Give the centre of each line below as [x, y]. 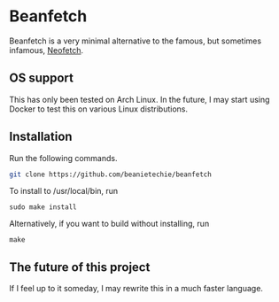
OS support [41, 78]
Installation [41, 137]
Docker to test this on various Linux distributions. [99, 109]
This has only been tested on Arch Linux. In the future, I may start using [139, 99]
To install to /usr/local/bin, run [64, 191]
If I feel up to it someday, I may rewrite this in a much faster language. [136, 289]
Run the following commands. [63, 158]
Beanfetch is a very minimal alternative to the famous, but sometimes [136, 41]
